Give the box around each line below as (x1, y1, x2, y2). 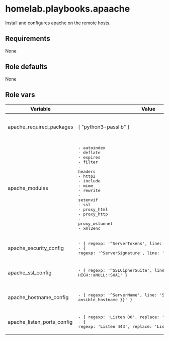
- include (78, 178, 101, 184)
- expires (78, 155, 101, 160)
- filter (78, 160, 98, 165)
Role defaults (5, 63, 48, 71)
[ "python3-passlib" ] (78, 123, 130, 130)
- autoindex (78, 145, 106, 151)
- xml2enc (78, 226, 101, 231)
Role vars (5, 90, 35, 99)
